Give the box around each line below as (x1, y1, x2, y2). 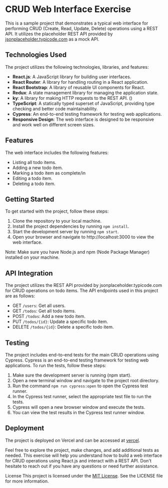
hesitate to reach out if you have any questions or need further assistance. (5, 463, 159, 469)
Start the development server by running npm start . (12, 229, 119, 235)
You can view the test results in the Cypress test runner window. (12, 410, 145, 415)
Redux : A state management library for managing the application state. (12, 89, 159, 96)
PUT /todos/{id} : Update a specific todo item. (12, 318, 108, 324)
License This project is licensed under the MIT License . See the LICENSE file (5, 472, 163, 478)
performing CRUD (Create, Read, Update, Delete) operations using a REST (5, 25, 158, 31)
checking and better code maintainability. (12, 105, 98, 111)
